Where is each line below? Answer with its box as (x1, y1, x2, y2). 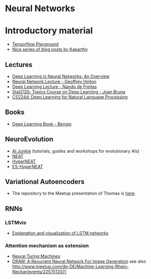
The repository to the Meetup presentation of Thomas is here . (12, 191, 136, 196)
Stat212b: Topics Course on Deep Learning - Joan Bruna (12, 88, 125, 95)
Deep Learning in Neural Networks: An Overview (12, 73, 110, 79)
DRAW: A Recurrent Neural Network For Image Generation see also (12, 259, 147, 264)
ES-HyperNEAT (12, 163, 43, 169)
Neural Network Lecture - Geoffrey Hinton (12, 78, 97, 84)
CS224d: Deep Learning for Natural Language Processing (12, 94, 128, 100)
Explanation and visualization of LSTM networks (12, 230, 109, 236)
